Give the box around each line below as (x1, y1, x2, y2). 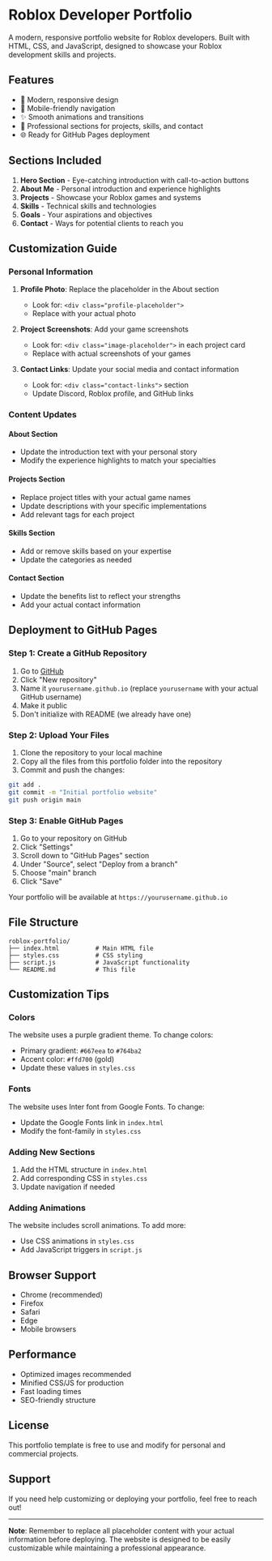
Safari (19, 1307, 40, 1317)
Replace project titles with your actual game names (19, 492, 191, 502)
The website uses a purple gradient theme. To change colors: (8, 1030, 214, 1040)
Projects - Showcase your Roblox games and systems (19, 192, 202, 202)
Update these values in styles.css (19, 1063, 136, 1073)
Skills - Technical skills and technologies (19, 201, 157, 211)
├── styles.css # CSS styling (8, 951, 143, 960)
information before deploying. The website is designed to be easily (8, 1534, 232, 1544)
